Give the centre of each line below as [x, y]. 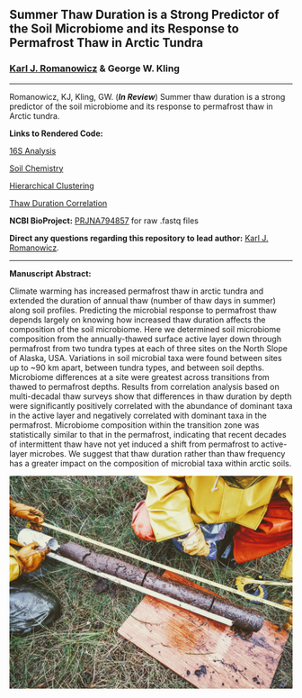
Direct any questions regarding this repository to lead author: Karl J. [139, 238]
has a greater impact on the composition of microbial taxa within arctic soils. [151, 463]
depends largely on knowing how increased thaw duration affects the [138, 320]
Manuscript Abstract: [50, 273]
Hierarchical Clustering [52, 186]
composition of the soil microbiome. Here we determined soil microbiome [145, 329]
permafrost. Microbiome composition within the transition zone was [134, 425]
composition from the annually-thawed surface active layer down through [145, 339]
